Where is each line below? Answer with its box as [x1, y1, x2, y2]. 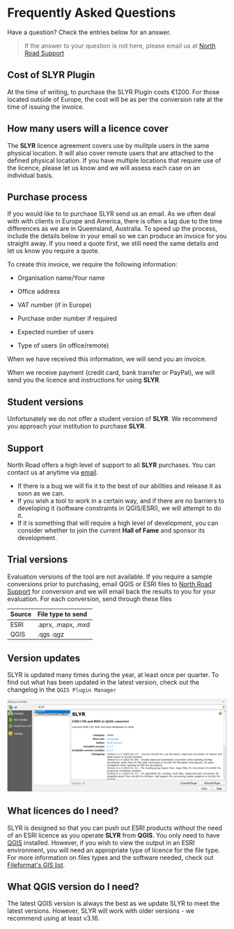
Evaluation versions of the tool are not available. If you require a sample [7, 572, 212, 581]
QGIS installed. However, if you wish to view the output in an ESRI [7, 838, 195, 847]
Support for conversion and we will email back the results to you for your [7, 587, 216, 595]
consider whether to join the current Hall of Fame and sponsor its [17, 526, 205, 535]
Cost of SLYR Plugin [7, 69, 95, 81]
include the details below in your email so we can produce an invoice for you [7, 232, 227, 240]
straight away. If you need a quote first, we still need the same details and [7, 239, 219, 248]
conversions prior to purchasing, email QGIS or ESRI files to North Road [7, 579, 212, 588]
